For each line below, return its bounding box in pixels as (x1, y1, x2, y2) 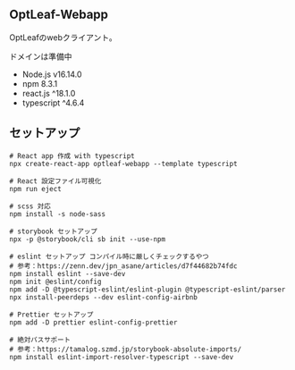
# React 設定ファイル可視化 (9, 176, 102, 186)
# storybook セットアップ (9, 227, 98, 236)
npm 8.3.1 (21, 78, 58, 88)
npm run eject (9, 184, 63, 193)
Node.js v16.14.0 (21, 69, 82, 80)
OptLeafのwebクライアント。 (9, 31, 118, 43)
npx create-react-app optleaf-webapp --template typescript (9, 159, 239, 168)
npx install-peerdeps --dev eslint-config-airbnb (9, 292, 198, 302)
